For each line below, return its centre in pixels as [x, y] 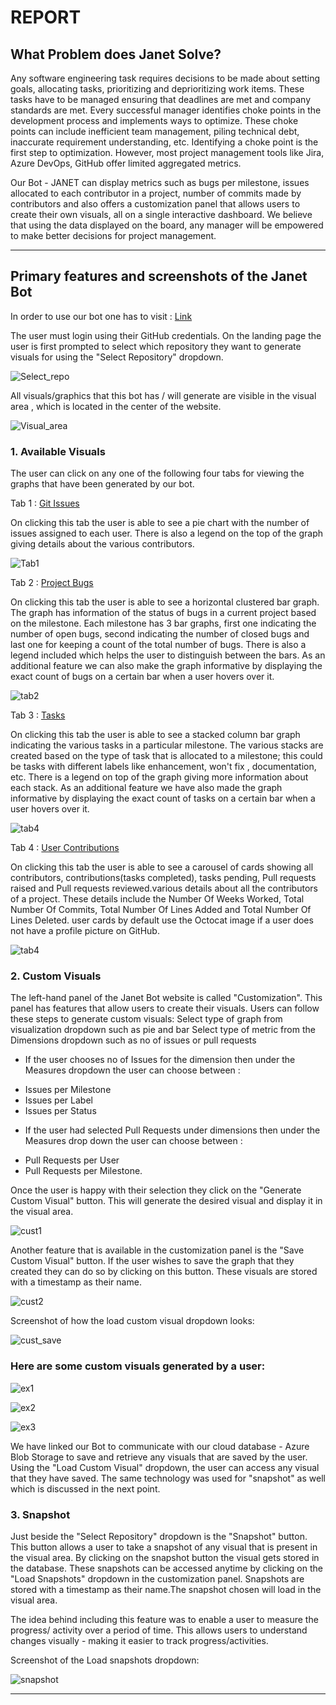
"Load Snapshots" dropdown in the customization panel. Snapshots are [157, 1579]
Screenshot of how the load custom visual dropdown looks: [132, 1321]
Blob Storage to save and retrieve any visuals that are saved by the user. [159, 1457]
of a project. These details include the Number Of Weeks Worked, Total [157, 899]
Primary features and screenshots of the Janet [159, 276]
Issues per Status [60, 1111]
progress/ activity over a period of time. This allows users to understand [159, 1630]
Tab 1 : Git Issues [45, 503]
